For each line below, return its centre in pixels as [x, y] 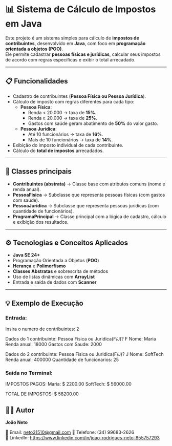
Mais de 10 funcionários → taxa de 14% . [70, 140]
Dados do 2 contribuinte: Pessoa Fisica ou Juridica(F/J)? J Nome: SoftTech [84, 354]
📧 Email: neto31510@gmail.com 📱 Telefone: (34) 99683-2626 [70, 432]
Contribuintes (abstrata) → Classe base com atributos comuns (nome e [89, 184]
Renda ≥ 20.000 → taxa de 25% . [63, 118]
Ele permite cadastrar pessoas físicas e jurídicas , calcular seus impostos [83, 54]
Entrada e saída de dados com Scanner [55, 282]
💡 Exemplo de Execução [44, 303]
